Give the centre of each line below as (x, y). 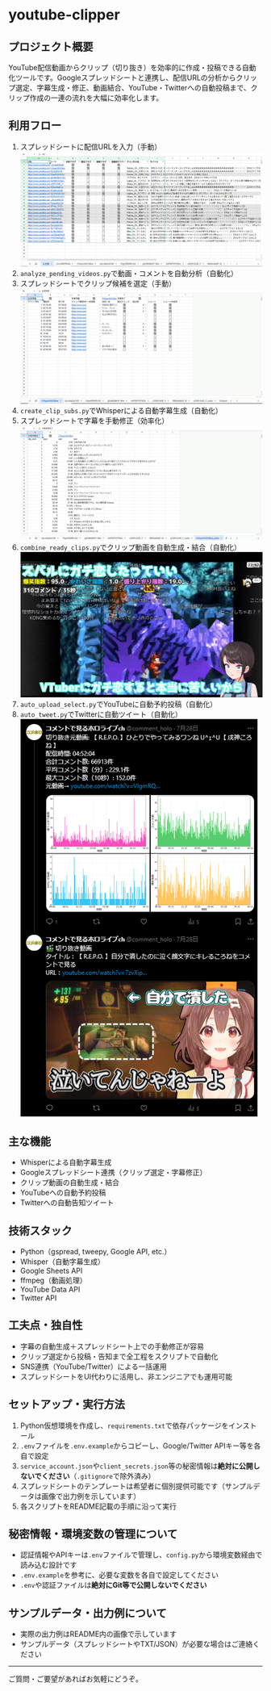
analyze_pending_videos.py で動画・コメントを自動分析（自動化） (129, 274)
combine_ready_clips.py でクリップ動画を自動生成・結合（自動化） (131, 547)
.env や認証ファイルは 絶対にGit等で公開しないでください (113, 1585)
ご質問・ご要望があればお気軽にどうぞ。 (75, 1679)
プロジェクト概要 (51, 46)
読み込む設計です (48, 1565)
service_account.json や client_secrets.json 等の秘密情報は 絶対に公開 (137, 1466)
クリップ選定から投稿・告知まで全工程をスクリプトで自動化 (119, 1356)
